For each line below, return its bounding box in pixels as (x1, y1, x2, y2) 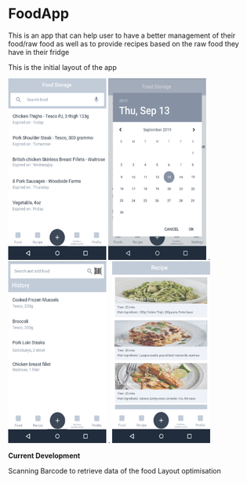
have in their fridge (8, 47, 70, 57)
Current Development (8, 451, 81, 460)
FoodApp (8, 5, 69, 23)
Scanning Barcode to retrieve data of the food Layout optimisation (8, 466, 222, 475)
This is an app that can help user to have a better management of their (8, 31, 236, 40)
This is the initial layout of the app (8, 62, 118, 71)
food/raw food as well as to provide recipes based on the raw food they (8, 38, 239, 48)
